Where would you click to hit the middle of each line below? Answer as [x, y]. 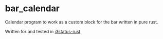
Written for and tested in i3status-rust [43, 31]
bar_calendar [32, 9]
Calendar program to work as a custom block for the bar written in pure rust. [81, 22]
